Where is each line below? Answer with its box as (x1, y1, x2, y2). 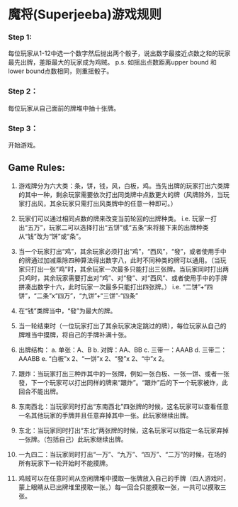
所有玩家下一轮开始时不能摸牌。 (18, 459, 112, 467)
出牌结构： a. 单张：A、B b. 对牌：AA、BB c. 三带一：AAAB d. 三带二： (18, 345, 227, 354)
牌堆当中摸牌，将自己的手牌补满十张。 (18, 330, 130, 339)
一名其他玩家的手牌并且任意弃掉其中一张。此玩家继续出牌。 (18, 411, 193, 419)
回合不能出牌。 (18, 387, 62, 396)
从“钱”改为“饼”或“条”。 (18, 232, 85, 240)
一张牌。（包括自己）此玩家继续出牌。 (18, 435, 127, 443)
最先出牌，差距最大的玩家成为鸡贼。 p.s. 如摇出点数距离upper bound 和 (8, 58, 217, 67)
